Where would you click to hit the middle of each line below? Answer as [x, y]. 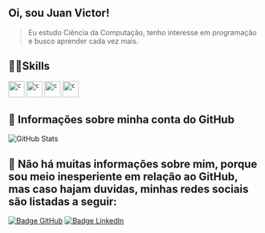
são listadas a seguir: [63, 201]
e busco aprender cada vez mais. [83, 41]
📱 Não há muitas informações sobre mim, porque [133, 164]
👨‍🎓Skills [29, 66]
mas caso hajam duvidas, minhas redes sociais [128, 189]
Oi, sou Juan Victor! [59, 13]
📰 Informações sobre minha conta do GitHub [122, 120]
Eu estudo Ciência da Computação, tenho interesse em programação [142, 32]
